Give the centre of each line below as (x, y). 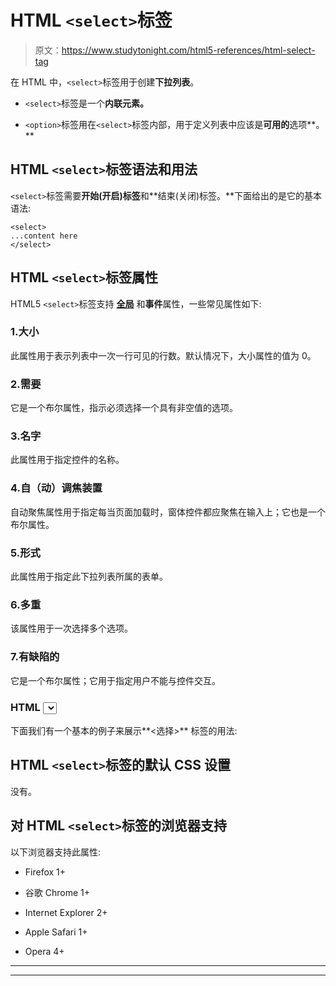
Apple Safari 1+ (56, 932)
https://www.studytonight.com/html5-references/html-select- (188, 50)
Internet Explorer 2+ (66, 912)
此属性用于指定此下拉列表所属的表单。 (89, 577)
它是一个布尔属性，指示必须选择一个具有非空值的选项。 (124, 408)
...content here (44, 236)
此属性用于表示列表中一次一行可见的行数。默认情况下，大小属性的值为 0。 (163, 355)
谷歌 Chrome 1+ (57, 892)
